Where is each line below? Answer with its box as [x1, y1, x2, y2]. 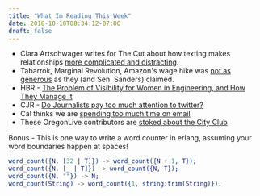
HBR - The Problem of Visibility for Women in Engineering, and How [19, 83, 246, 93]
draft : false [8, 27, 52, 35]
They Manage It [19, 92, 73, 102]
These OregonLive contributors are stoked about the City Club [19, 118, 228, 127]
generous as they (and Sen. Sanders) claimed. [19, 74, 175, 85]
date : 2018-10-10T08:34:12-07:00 [8, 19, 121, 27]
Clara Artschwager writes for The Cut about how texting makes [19, 49, 231, 59]
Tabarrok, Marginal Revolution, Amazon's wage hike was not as [19, 66, 232, 76]
